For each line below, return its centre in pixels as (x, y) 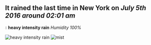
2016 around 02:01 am (40, 16)
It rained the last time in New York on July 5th (75, 8)
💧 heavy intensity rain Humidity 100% (43, 27)
